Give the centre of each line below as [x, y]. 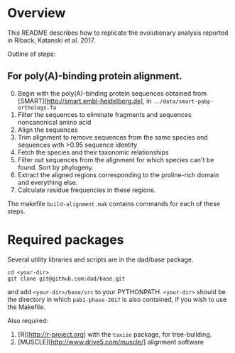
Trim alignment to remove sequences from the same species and [113, 137]
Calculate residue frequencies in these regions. [87, 190]
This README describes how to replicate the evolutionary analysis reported [118, 33]
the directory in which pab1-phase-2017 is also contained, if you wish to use [117, 299]
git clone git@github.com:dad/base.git [66, 279]
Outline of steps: [32, 54]
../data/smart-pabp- [184, 101]
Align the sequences [48, 130]
